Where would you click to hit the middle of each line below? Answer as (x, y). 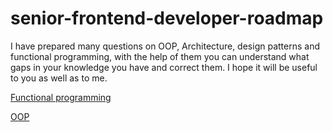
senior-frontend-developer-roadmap (167, 18)
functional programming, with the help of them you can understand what (160, 56)
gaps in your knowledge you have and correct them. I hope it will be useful (164, 67)
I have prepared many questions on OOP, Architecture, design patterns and (165, 46)
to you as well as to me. (59, 78)
